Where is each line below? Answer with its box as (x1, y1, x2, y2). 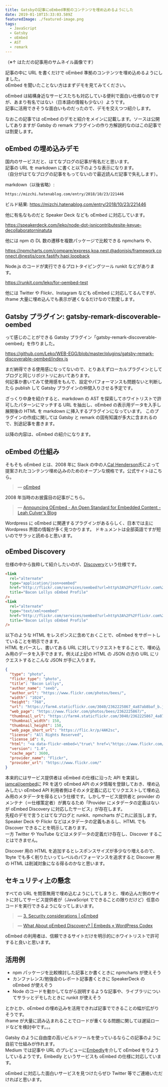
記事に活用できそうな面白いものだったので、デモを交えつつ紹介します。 (5, 105, 153, 111)
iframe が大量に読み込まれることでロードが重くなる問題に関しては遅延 (5, 1018, 151, 1024)
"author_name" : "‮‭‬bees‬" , (9, 686, 59, 691)
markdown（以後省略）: (5, 182, 55, 188)
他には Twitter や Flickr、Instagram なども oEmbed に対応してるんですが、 (5, 290, 158, 296)
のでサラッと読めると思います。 (9, 532, 75, 538)
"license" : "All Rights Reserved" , (9, 732, 84, 737)
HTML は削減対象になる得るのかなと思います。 (10, 860, 107, 866)
